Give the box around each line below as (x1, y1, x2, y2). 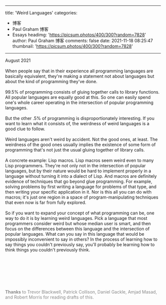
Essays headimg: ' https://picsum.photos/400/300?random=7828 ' (12, 32, 147, 38)
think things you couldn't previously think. (5, 247, 90, 253)
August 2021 (5, 57, 31, 63)
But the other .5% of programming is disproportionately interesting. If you (5, 115, 155, 121)
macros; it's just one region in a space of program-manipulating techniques (5, 194, 159, 200)
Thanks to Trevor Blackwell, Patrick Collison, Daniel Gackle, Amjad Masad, (5, 289, 157, 295)
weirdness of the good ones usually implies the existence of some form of (5, 142, 156, 148)
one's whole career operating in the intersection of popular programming (5, 100, 154, 105)
